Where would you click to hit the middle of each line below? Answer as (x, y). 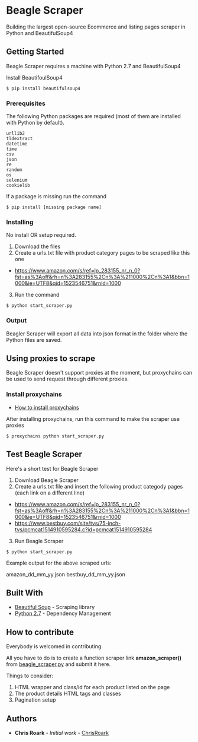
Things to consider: (30, 676)
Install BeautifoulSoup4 (35, 77)
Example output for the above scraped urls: (59, 563)
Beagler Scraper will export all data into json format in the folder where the (97, 334)
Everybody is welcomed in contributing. (55, 646)
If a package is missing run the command (56, 196)
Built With (25, 593)
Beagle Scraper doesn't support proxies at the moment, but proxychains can (99, 373)
